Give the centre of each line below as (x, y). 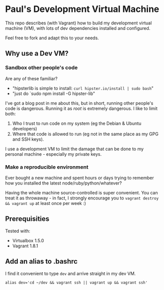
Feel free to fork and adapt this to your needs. (52, 38)
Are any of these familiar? (32, 79)
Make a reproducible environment (47, 167)
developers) (25, 128)
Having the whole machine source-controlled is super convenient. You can (82, 193)
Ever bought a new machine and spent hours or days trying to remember (80, 178)
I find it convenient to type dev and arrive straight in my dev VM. (70, 273)
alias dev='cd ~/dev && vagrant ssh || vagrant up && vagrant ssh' (77, 283)
